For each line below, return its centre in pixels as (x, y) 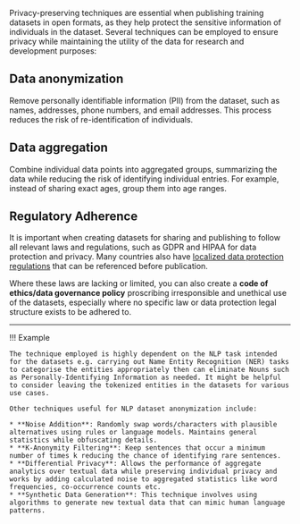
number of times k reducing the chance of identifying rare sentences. (145, 456)
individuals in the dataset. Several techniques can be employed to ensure (144, 32)
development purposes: (53, 51)
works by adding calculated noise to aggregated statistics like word (143, 479)
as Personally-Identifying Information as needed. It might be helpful (145, 378)
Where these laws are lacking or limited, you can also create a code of (139, 283)
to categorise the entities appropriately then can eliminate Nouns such (150, 370)
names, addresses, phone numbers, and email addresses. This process (141, 110)
